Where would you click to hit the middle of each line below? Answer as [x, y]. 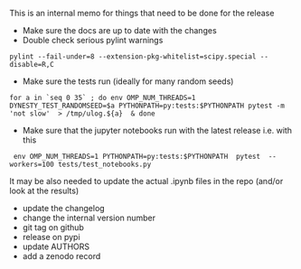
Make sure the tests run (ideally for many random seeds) [128, 81]
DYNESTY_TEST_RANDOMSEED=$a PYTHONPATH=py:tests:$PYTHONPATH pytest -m [147, 106]
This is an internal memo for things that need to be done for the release [142, 13]
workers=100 [32, 164]
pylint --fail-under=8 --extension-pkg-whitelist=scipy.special [133, 57]
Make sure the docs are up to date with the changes [119, 30]
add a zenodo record [61, 256]
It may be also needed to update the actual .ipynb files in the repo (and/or [146, 181]
